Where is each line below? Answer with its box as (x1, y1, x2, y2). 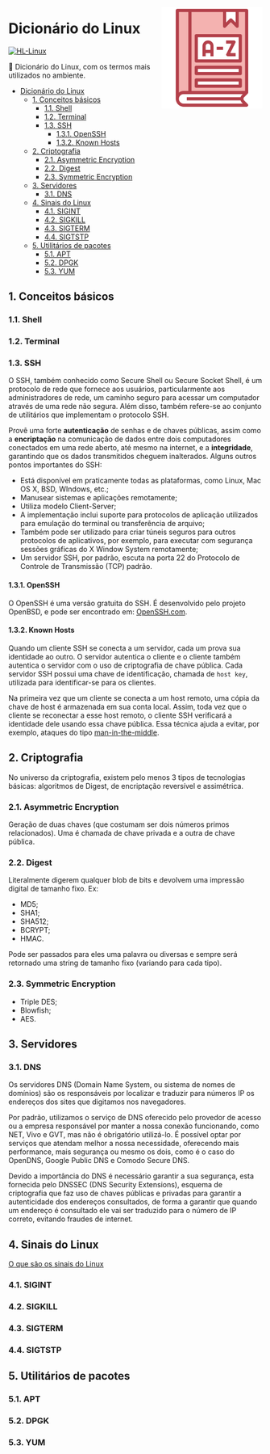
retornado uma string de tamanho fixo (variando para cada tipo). (8, 958, 222, 968)
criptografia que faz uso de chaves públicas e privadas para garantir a (8, 1188, 242, 1199)
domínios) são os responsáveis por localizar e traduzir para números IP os (8, 1089, 255, 1098)
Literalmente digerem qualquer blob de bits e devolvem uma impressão (8, 875, 245, 885)
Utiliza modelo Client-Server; (19, 501, 117, 512)
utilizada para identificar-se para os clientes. (8, 677, 156, 687)
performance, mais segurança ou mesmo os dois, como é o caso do (8, 1147, 235, 1157)
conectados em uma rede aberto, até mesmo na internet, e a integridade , (8, 443, 254, 453)
